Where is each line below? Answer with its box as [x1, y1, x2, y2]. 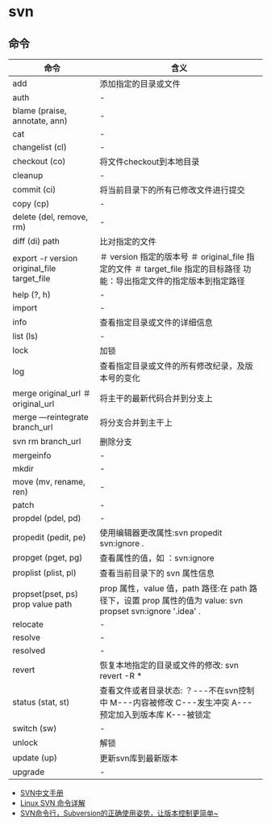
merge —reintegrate [12, 412, 89, 422]
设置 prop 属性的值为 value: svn [123, 595, 244, 606]
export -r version [12, 253, 78, 264]
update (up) [12, 752, 58, 763]
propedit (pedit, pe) [12, 532, 86, 543]
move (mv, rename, [12, 476, 86, 487]
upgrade [12, 767, 45, 777]
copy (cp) [12, 198, 50, 209]
